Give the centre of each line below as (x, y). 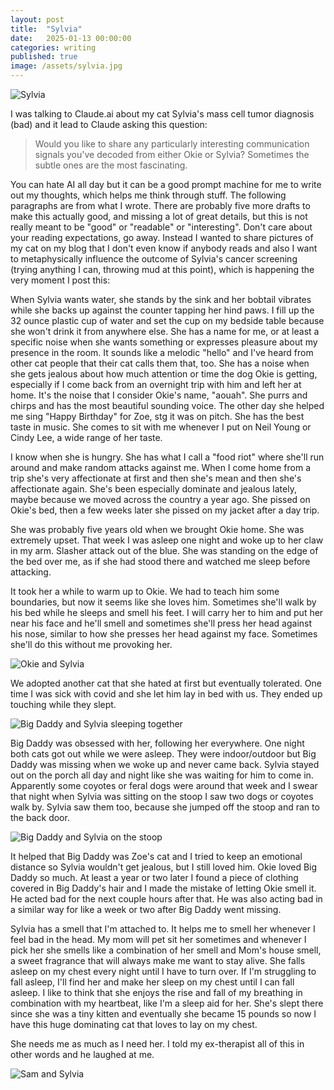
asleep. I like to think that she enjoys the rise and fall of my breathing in (156, 992)
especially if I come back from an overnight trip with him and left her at (156, 384)
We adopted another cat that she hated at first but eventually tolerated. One (166, 683)
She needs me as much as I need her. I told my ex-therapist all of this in (157, 1044)
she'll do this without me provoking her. (91, 644)
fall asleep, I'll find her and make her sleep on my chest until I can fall (152, 982)
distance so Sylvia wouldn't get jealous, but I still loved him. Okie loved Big (164, 867)
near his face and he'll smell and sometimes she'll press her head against (161, 623)
